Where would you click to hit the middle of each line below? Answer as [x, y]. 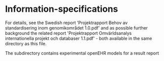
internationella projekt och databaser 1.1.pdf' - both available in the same [79, 38]
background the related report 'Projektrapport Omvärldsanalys [68, 33]
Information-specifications [62, 9]
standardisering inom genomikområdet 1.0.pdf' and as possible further [77, 28]
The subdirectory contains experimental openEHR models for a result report [82, 53]
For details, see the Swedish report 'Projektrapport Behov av [66, 23]
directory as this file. [26, 43]
